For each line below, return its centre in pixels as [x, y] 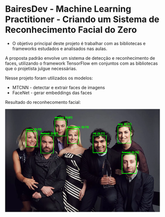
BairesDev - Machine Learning [68, 9]
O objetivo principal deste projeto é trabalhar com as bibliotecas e [79, 43]
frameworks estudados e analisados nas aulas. [60, 48]
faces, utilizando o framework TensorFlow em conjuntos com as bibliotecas [82, 63]
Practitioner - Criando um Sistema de [82, 19]
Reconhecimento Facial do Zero [71, 30]
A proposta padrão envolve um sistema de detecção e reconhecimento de [80, 58]
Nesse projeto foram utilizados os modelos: [49, 78]
